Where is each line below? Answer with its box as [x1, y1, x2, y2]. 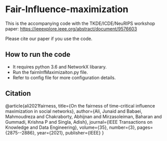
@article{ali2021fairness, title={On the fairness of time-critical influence [5, 102, 155, 109]
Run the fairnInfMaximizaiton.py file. [12, 69, 89, 75]
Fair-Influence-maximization [5, 4, 129, 15]
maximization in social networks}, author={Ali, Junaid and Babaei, [5, 108, 143, 114]
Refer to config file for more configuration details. [12, 75, 116, 81]
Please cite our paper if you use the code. [5, 36, 93, 42]
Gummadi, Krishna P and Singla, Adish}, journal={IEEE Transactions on [5, 119, 153, 125]
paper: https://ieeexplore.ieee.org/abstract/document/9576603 [5, 25, 138, 31]
